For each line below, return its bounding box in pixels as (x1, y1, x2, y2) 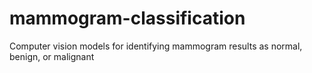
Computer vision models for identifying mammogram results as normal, (9, 40, 303, 52)
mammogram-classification (9, 7, 246, 30)
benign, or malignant (9, 50, 95, 62)
